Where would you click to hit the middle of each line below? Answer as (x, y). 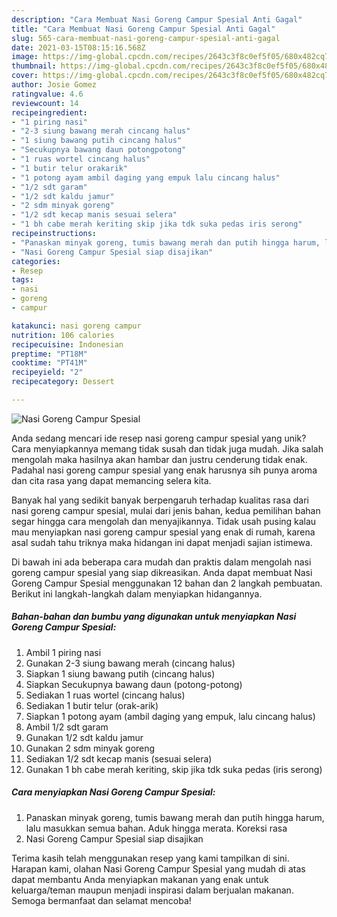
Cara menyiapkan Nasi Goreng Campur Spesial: (113, 792)
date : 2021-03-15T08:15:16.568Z (78, 47)
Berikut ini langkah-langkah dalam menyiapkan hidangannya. (137, 593)
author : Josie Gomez (54, 85)
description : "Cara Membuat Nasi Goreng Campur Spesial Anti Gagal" (157, 19)
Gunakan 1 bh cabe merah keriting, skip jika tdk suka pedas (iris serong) (174, 769)
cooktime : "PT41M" (49, 363)
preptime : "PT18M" (49, 354)
